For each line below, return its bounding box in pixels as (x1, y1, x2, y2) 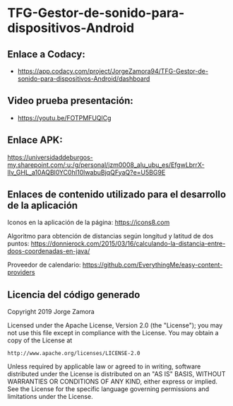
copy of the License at (7, 336, 73, 344)
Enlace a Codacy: (7, 48, 86, 60)
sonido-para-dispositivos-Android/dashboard (17, 74, 150, 83)
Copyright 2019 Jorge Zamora (7, 308, 95, 316)
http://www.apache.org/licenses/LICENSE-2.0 (7, 350, 141, 357)
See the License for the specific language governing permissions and (7, 385, 210, 393)
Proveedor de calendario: (7, 260, 81, 269)
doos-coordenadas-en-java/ (7, 247, 90, 255)
